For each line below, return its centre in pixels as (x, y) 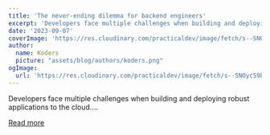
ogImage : (23, 68)
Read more (27, 122)
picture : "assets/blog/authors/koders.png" (89, 61)
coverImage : (28, 38)
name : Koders (37, 53)
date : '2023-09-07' (41, 31)
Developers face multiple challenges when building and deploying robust (129, 98)
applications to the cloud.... (53, 107)
